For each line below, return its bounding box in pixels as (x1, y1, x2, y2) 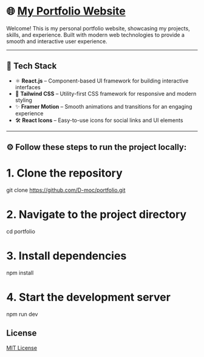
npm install (6, 269, 34, 276)
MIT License (6, 344, 38, 352)
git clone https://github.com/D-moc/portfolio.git (6, 186, 126, 194)
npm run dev (6, 310, 38, 318)
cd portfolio (6, 228, 35, 235)
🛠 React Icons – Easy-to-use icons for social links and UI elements (15, 117, 183, 124)
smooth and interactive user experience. (6, 38, 107, 45)
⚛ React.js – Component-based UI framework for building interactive (15, 77, 189, 84)
